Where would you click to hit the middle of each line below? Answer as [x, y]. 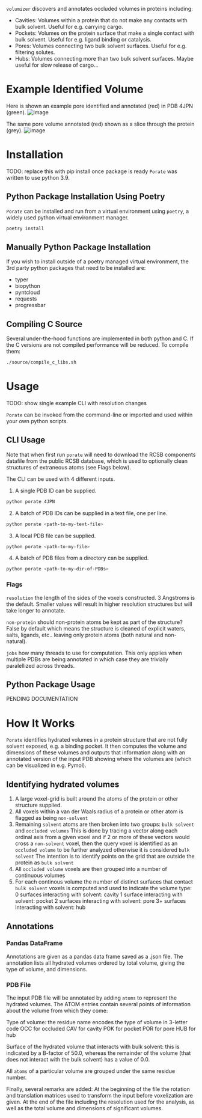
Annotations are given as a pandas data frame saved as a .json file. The [95, 956]
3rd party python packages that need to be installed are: [76, 268]
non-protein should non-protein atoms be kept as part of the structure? [95, 622]
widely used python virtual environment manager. [68, 217]
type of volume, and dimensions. [47, 969]
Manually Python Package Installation [79, 247]
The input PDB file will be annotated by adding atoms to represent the [92, 998]
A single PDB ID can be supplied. [56, 490]
